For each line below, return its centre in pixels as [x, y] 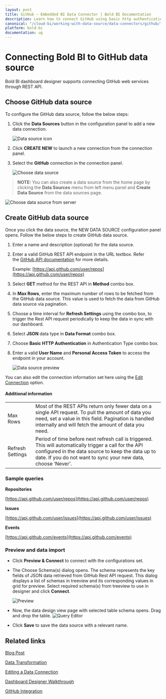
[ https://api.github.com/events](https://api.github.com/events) [68, 537]
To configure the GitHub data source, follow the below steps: [67, 114]
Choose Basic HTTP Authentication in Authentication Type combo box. [85, 343]
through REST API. [24, 87]
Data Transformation [26, 662]
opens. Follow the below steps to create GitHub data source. [67, 235]
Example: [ [23, 269]
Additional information [29, 394]
